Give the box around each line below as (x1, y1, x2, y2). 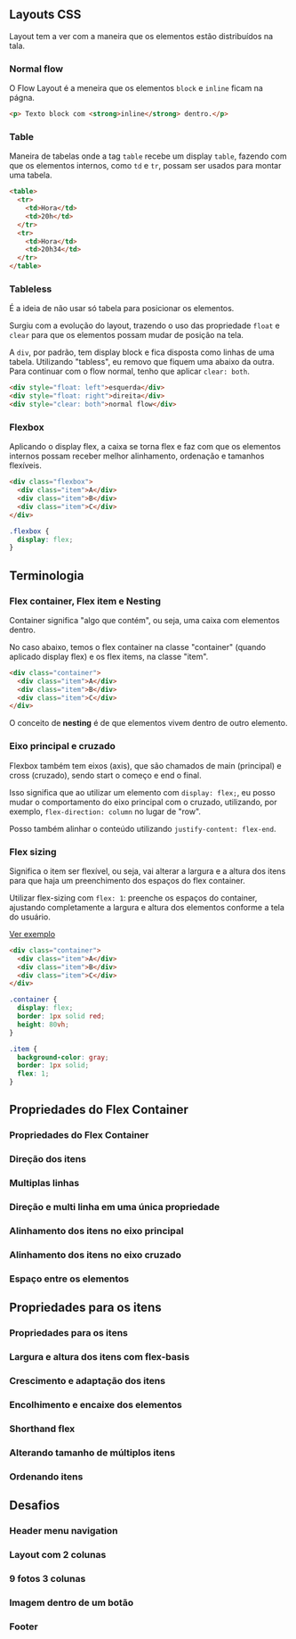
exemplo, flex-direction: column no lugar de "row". (9, 806, 202, 817)
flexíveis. (9, 460, 43, 471)
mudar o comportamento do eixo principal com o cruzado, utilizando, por (9, 796, 277, 807)
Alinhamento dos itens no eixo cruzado (9, 1248, 182, 1261)
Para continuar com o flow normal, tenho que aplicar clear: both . (9, 366, 251, 377)
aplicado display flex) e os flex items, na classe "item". (9, 651, 209, 662)
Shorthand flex (9, 1422, 76, 1435)
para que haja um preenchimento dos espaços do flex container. (9, 875, 246, 885)
